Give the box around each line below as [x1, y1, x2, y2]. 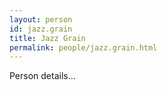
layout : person [9, 14, 73, 25]
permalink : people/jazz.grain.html [9, 42, 158, 53]
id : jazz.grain [9, 24, 73, 34]
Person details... [9, 70, 76, 82]
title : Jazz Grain [9, 33, 86, 43]
